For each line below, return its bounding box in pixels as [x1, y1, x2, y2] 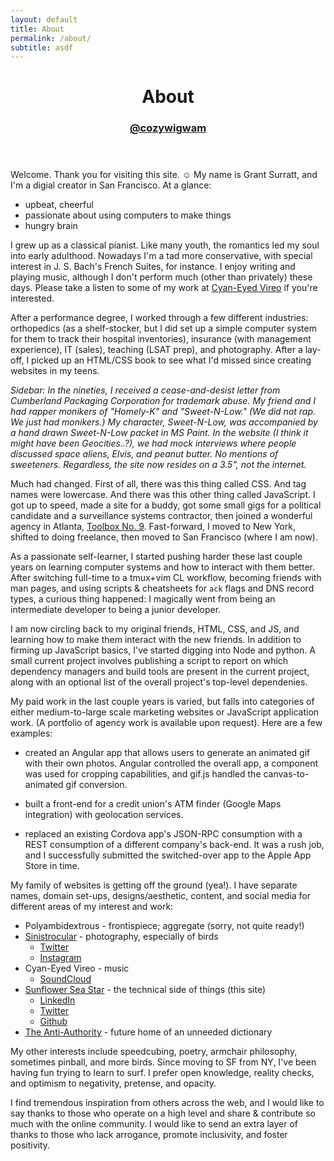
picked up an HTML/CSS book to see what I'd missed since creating [31, 354, 312, 366]
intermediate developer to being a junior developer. [10, 604, 222, 616]
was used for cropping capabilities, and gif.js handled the [24, 768, 262, 780]
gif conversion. [65, 779, 128, 791]
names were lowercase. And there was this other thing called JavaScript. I [10, 489, 316, 501]
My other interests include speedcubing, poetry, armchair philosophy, [10, 1046, 298, 1058]
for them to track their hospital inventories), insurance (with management [10, 333, 312, 345]
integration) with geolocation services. [24, 809, 184, 821]
